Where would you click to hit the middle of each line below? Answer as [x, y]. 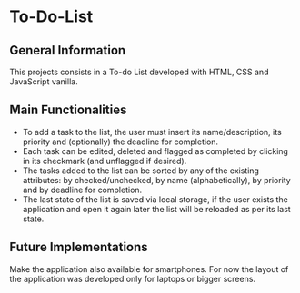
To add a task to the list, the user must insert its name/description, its [152, 132]
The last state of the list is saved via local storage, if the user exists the [155, 199]
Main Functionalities [68, 110]
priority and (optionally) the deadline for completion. [120, 142]
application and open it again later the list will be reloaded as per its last [156, 209]
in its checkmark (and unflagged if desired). [105, 161]
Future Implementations [79, 247]
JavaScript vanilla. [44, 82]
